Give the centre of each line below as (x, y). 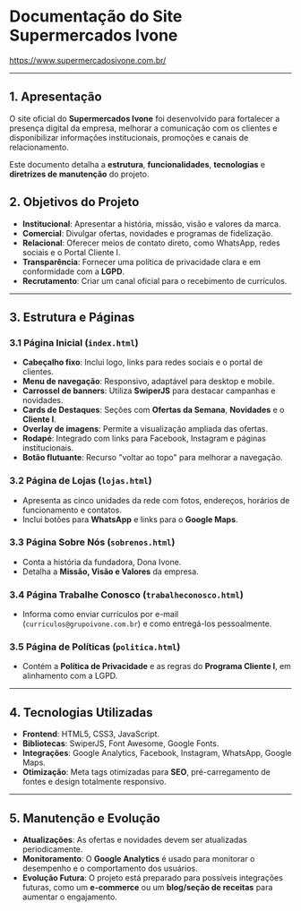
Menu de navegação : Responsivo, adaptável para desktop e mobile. (148, 382)
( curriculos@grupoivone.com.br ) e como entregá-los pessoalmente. (147, 623)
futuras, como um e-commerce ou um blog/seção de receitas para (147, 888)
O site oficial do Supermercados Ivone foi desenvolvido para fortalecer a (145, 118)
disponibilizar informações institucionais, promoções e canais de (129, 137)
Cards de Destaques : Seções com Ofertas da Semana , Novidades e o (153, 410)
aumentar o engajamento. (70, 897)
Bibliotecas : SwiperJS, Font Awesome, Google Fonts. (120, 743)
